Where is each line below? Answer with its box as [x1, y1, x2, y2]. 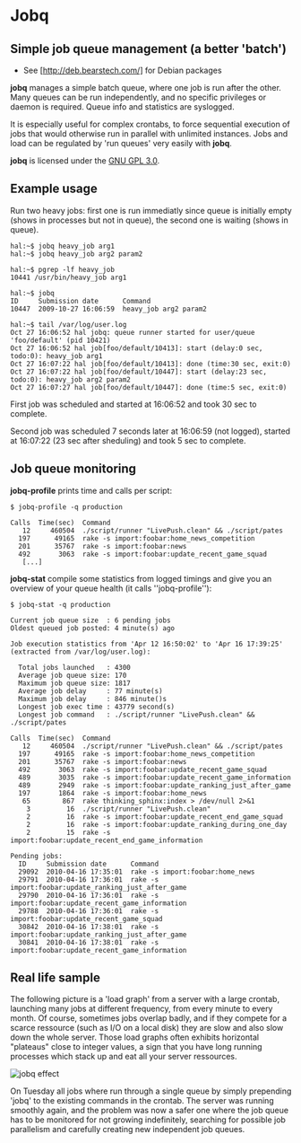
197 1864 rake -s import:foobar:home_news [18, 788, 207, 797]
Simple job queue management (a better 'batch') [10, 41, 288, 57]
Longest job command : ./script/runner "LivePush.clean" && [18, 710, 255, 719]
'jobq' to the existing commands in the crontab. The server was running [10, 1095, 274, 1106]
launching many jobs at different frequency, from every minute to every [10, 1003, 273, 1015]
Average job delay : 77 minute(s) [18, 686, 164, 696]
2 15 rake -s [26, 828, 111, 837]
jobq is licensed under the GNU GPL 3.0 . [10, 155, 160, 166]
